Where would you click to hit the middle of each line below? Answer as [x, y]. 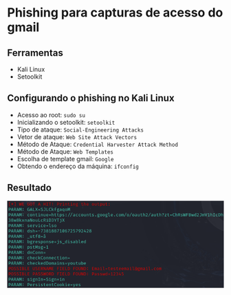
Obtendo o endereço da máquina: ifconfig [78, 166]
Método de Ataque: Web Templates [65, 151]
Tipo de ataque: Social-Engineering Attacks [80, 130]
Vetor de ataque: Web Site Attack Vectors [77, 136]
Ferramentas [35, 53]
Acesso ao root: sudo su [51, 114]
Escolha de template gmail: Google [65, 159]
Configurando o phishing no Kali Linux [91, 98]
